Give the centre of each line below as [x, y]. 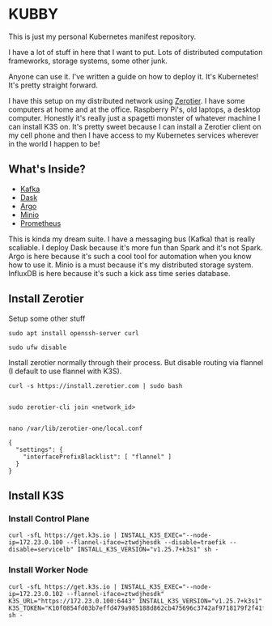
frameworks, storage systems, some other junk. [88, 61]
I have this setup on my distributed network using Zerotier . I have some [127, 100]
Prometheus [40, 223]
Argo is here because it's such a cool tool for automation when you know [130, 256]
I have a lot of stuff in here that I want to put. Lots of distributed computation [136, 52]
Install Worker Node [49, 570]
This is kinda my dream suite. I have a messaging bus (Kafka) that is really [132, 239]
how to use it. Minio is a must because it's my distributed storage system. [131, 265]
